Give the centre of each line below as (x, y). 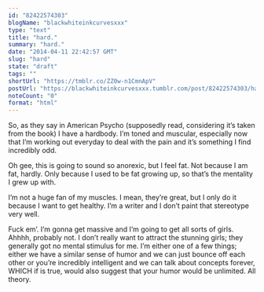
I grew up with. (32, 182)
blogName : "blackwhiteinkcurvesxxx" (68, 23)
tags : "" (22, 74)
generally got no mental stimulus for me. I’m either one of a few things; (123, 246)
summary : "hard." (37, 45)
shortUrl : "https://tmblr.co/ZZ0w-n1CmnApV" (82, 81)
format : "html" (33, 103)
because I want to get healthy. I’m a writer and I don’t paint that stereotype (129, 206)
